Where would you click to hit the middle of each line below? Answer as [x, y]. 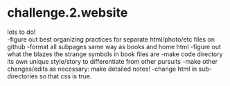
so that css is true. [65, 76]
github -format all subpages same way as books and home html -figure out [114, 46]
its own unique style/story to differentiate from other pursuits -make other [113, 61]
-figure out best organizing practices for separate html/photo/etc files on [111, 39]
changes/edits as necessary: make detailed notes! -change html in [102, 69]
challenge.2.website [68, 13]
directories [23, 76]
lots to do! [21, 32]
